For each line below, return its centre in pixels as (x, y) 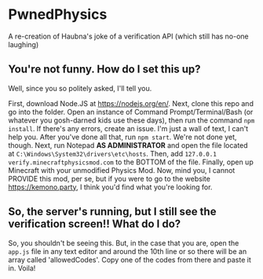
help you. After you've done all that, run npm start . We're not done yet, (122, 137)
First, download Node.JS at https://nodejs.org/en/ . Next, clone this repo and (131, 103)
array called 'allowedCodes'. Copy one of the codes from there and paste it (130, 259)
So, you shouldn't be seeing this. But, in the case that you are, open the (124, 243)
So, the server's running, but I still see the (112, 212)
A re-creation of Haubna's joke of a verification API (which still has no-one (128, 36)
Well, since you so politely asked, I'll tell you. (80, 88)
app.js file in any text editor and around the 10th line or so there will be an (128, 251)
